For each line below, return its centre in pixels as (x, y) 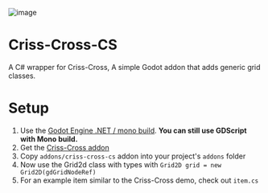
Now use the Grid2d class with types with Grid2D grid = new (121, 164)
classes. (22, 76)
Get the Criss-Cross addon (65, 147)
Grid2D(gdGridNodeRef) (58, 172)
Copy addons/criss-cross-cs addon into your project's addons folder (133, 156)
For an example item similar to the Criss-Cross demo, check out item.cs (139, 180)
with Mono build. (49, 139)
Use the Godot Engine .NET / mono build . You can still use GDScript (133, 130)
